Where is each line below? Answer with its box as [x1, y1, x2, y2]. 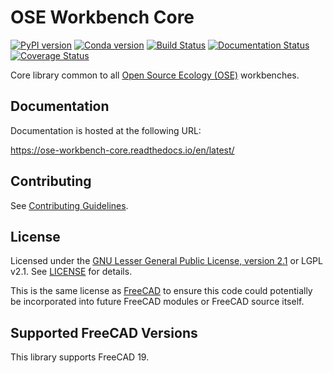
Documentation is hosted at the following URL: [10, 124, 202, 136]
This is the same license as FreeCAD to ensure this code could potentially [10, 285, 313, 297]
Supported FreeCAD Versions [10, 324, 198, 341]
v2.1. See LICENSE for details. [10, 266, 133, 278]
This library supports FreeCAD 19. [10, 351, 150, 363]
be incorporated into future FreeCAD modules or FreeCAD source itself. [10, 296, 305, 308]
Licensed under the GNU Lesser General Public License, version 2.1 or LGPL [10, 255, 323, 267]
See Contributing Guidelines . [10, 199, 129, 211]
